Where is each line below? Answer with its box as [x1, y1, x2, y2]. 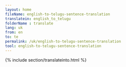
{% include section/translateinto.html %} [5, 57, 87, 63]
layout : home [5, 7, 32, 12]
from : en [5, 30, 23, 35]
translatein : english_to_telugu [5, 16, 71, 21]
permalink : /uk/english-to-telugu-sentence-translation [5, 39, 121, 44]
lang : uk [5, 25, 23, 30]
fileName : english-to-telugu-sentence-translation [5, 12, 110, 17]
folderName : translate [5, 21, 54, 26]
